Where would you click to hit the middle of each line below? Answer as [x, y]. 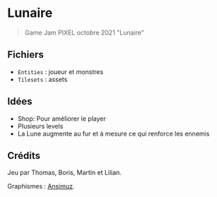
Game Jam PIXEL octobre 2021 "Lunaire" [84, 32]
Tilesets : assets [42, 79]
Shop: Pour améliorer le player [61, 119]
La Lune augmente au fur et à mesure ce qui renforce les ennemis [113, 133]
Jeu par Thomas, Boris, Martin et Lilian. [65, 173]
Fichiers [25, 55]
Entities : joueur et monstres [60, 71]
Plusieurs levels [40, 126]
